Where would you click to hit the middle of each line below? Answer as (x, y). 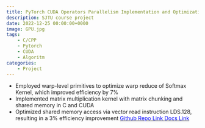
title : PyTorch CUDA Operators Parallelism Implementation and (88, 12)
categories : (21, 63)
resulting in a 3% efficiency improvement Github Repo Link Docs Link (102, 118)
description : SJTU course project (50, 18)
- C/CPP (27, 40)
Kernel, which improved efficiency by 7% (67, 93)
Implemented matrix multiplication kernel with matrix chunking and (99, 99)
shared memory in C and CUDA (55, 105)
